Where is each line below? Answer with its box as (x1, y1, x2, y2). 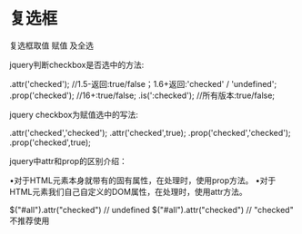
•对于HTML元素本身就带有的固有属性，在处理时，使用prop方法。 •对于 (9, 174, 277, 186)
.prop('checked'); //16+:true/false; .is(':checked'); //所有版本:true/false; (9, 90, 276, 101)
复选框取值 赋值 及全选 (9, 40, 94, 51)
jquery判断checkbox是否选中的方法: (9, 59, 145, 70)
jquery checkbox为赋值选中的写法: (9, 109, 139, 120)
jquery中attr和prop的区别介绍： (9, 155, 127, 166)
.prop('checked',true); (9, 137, 91, 148)
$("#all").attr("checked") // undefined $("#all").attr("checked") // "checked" (9, 204, 294, 215)
